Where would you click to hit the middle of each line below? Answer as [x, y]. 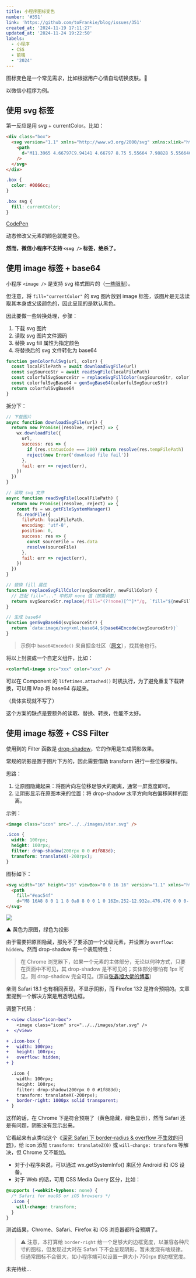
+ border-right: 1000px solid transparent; [62, 1101]
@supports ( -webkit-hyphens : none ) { [52, 1191]
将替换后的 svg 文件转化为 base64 [56, 350]
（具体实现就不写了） [32, 701]
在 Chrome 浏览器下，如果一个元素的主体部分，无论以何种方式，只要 [103, 962]
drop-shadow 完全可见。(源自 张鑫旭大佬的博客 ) [94, 977]
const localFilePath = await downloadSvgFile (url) [74, 366]
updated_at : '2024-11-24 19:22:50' [49, 33]
